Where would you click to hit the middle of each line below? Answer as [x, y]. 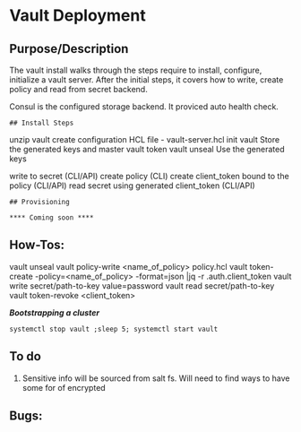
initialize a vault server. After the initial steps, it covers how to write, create [146, 80]
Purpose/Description [69, 49]
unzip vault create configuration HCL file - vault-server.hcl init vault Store [145, 139]
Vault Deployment [77, 16]
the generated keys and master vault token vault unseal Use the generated [147, 149]
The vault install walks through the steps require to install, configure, [136, 70]
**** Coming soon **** [52, 218]
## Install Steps [42, 123]
